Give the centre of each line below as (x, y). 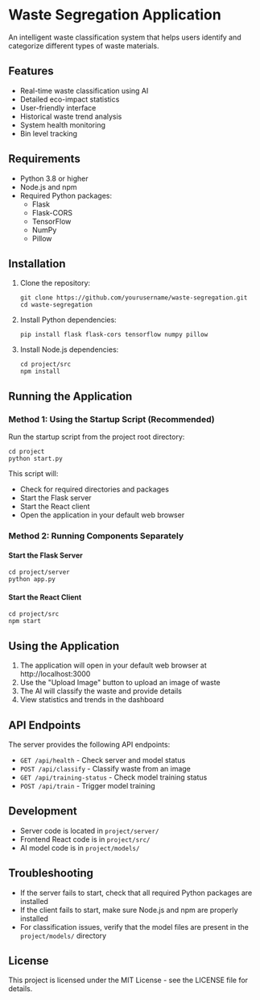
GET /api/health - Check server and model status (103, 760)
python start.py (35, 459)
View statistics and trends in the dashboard (92, 700)
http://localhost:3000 (55, 674)
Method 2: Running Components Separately (96, 536)
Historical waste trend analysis (71, 116)
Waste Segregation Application (115, 15)
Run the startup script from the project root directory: (97, 437)
